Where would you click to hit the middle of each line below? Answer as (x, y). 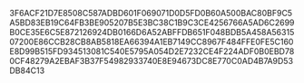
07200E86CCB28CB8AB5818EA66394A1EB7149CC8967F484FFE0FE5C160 (152, 41)
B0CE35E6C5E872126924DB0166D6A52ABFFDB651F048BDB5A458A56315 (152, 32)
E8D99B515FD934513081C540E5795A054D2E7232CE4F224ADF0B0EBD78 (152, 51)
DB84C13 (27, 70)
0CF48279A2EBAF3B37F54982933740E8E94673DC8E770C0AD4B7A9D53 (151, 61)
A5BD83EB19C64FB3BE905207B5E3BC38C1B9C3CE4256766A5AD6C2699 (152, 23)
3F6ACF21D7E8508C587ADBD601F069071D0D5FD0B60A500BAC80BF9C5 (151, 13)
